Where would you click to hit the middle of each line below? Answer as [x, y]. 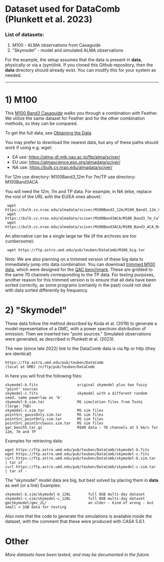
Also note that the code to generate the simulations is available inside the [79, 516]
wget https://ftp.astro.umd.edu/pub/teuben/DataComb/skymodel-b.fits [77, 450]
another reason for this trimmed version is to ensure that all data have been [81, 280]
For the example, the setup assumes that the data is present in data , [74, 60]
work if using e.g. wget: [29, 148]
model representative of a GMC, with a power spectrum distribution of [76, 329]
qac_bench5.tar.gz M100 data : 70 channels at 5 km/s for [82, 428]
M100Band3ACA [21, 182]
